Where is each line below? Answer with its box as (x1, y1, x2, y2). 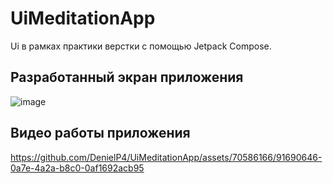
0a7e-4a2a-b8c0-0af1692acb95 (10, 162, 145, 174)
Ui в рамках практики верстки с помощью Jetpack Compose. (10, 40, 272, 52)
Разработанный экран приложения (10, 69, 244, 86)
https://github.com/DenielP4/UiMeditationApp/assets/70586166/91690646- (10, 151, 323, 163)
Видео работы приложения (10, 125, 191, 142)
